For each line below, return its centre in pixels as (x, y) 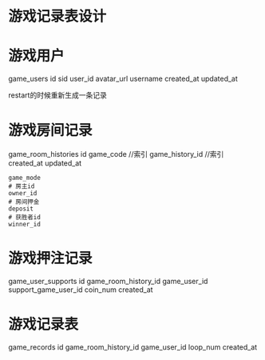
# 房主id (22, 186)
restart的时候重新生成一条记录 (58, 95)
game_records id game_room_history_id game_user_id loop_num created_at (133, 347)
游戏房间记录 (51, 131)
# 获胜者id (25, 218)
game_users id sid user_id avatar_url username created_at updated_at (123, 79)
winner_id (25, 225)
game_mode (25, 178)
